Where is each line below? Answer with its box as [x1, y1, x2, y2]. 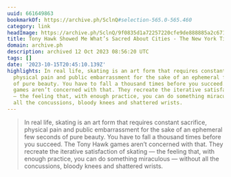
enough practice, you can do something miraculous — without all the [23, 154, 219, 163]
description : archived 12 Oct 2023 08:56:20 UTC [7, 49, 149, 56]
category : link [7, 23, 51, 29]
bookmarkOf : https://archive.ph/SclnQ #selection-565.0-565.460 [7, 16, 192, 23]
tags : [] [7, 55, 32, 62]
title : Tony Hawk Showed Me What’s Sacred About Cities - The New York [7, 36, 217, 43]
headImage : [7, 29, 38, 36]
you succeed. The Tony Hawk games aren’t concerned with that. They [23, 140, 223, 148]
